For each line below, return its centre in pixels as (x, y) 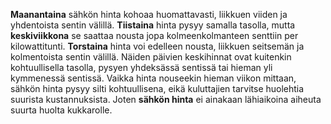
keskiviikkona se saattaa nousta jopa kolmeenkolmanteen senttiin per (154, 35)
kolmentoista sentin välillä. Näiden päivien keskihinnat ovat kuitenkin (151, 57)
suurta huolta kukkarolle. (61, 110)
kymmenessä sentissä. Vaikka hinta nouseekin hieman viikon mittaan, (153, 78)
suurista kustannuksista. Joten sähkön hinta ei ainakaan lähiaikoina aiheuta (166, 99)
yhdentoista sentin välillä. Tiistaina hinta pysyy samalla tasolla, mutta (153, 25)
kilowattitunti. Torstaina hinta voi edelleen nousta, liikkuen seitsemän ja (157, 46)
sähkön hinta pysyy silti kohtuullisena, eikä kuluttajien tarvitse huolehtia (157, 88)
